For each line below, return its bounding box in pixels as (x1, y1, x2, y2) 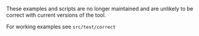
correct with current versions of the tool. (6, 11, 106, 19)
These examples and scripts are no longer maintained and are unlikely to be (6, 5, 194, 12)
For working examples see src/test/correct (6, 23, 116, 30)
